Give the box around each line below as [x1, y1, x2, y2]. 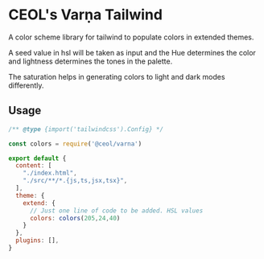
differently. [8, 80, 44, 90]
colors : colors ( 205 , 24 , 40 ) [29, 214, 121, 222]
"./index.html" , [23, 169, 78, 178]
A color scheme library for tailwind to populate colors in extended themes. [8, 32, 254, 42]
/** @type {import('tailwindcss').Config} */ [8, 125, 163, 134]
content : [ [15, 162, 52, 170]
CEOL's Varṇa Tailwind [8, 6, 163, 24]
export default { [8, 154, 67, 162]
